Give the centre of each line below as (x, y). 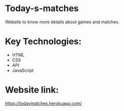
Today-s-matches (42, 8)
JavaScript (23, 70)
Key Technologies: (43, 41)
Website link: (32, 90)
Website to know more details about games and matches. (62, 22)
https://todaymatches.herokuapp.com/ (44, 103)
